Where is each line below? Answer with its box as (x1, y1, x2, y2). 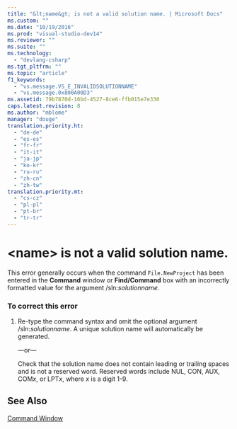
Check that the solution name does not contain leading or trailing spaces (17, 359, 230, 368)
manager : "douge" (7, 115, 59, 122)
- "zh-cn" (13, 175, 42, 182)
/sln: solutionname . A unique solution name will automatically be (17, 324, 204, 333)
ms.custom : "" (7, 17, 50, 24)
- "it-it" (13, 149, 42, 156)
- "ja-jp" (13, 155, 42, 163)
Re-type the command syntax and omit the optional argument (17, 316, 197, 326)
